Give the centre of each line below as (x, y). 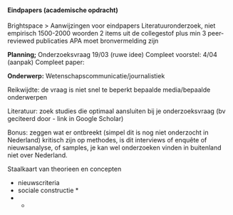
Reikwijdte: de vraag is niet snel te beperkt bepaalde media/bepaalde (109, 90)
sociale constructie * (48, 190)
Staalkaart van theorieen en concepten (64, 169)
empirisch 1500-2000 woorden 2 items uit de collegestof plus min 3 (107, 33)
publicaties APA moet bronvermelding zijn (97, 41)
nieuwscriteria (38, 183)
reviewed (21, 41)
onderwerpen (27, 98)
